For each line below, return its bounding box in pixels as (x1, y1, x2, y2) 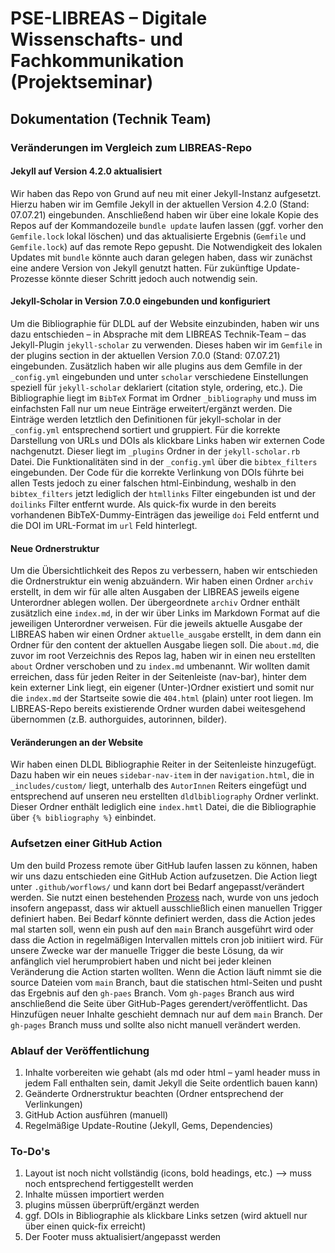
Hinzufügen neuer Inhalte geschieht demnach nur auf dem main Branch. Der (10, 1008, 323, 1020)
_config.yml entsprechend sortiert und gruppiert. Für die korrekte (10, 423, 281, 436)
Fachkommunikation (10, 50, 185, 72)
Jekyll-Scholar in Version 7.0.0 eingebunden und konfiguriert (10, 295, 271, 307)
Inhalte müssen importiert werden (24, 1188, 165, 1201)
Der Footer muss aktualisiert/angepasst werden (24, 1231, 222, 1243)
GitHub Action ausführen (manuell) (24, 1108, 169, 1121)
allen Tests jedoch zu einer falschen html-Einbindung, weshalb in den (10, 477, 297, 489)
